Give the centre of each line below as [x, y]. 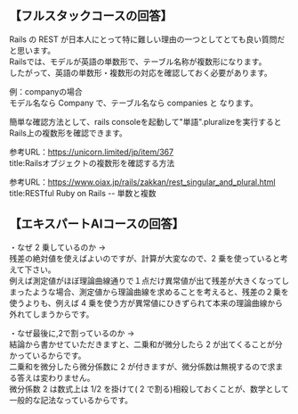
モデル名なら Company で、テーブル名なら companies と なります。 [133, 103]
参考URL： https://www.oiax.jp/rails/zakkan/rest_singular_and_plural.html [142, 182]
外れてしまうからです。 [52, 314]
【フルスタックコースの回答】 [91, 16]
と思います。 [32, 50]
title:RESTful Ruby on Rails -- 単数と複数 [83, 193]
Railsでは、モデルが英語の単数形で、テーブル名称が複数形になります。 [138, 62]
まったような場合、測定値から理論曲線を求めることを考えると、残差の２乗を [149, 292]
